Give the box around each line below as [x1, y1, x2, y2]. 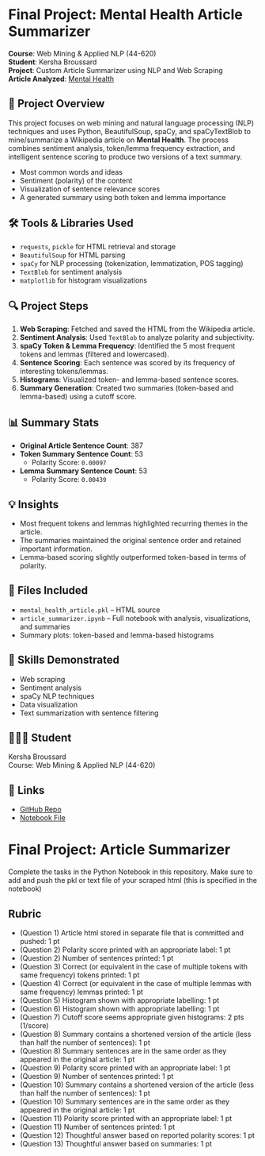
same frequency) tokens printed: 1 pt [19, 970, 140, 980]
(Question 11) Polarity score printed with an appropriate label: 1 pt [19, 1114, 233, 1123]
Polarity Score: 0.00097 [31, 458, 107, 468]
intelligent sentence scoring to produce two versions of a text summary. [8, 152, 243, 161]
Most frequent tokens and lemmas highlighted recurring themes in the [19, 518, 248, 528]
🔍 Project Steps [8, 299, 89, 313]
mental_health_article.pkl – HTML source [19, 605, 161, 615]
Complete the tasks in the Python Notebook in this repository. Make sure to [8, 867, 253, 877]
